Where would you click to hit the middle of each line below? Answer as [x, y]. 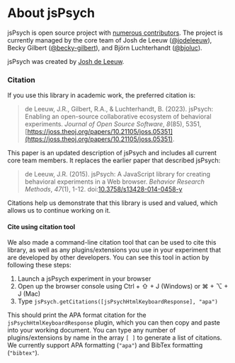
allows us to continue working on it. [59, 211]
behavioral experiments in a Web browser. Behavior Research [115, 181]
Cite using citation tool [41, 227]
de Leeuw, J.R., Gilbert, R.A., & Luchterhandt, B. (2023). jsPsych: [119, 109]
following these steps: [40, 265]
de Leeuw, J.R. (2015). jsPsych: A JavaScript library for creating [117, 174]
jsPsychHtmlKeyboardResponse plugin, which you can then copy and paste [114, 323]
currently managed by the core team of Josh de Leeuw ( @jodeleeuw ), [110, 40]
